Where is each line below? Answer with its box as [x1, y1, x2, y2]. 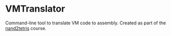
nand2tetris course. [5, 25, 47, 31]
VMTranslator [5, 3, 65, 15]
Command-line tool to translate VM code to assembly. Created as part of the [5, 20, 166, 26]
